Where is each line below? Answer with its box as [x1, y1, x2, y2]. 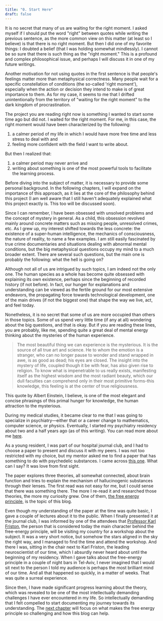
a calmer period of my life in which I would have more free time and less [12, 131, 157, 137]
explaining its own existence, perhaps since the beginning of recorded [5, 276, 146, 282]
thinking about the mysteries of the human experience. [5, 332, 115, 338]
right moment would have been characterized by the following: [5, 121, 131, 127]
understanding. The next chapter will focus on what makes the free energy [5, 605, 155, 611]
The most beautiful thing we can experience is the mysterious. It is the [17, 342, 158, 347]
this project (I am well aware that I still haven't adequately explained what [5, 195, 152, 201]
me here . [5, 433, 23, 438]
